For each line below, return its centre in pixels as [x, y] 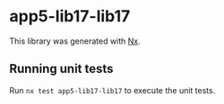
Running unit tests [61, 69]
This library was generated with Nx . [75, 41]
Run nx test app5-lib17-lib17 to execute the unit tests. [112, 90]
